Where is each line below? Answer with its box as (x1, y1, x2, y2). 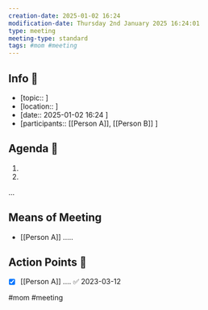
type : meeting (8, 27, 56, 35)
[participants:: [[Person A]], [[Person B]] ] (19, 118, 159, 128)
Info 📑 (8, 72, 39, 85)
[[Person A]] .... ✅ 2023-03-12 (19, 277, 122, 287)
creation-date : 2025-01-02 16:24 (8, 11, 121, 20)
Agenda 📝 (8, 142, 59, 155)
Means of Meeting (8, 211, 102, 225)
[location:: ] (19, 101, 59, 111)
